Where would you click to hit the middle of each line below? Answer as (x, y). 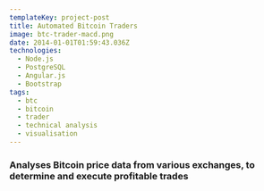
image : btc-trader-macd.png (62, 34)
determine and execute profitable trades (99, 176)
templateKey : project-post (60, 17)
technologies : (36, 51)
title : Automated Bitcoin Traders (74, 26)
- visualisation (47, 134)
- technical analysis (58, 126)
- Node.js (35, 59)
